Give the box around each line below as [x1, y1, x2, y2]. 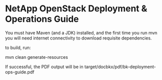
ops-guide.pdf [5, 69, 35, 75]
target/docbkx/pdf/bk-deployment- [84, 64, 156, 70]
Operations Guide [5, 13, 79, 25]
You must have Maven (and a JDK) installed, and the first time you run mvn [5, 30, 158, 36]
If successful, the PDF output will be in [5, 64, 84, 70]
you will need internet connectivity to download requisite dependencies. [5, 35, 152, 41]
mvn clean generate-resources [5, 54, 68, 60]
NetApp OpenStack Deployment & [5, 3, 147, 14]
